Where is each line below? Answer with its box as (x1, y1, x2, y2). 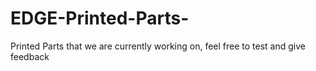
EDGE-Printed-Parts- (10, 7, 190, 30)
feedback (10, 50, 50, 62)
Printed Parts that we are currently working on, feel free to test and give (10, 40, 306, 52)
